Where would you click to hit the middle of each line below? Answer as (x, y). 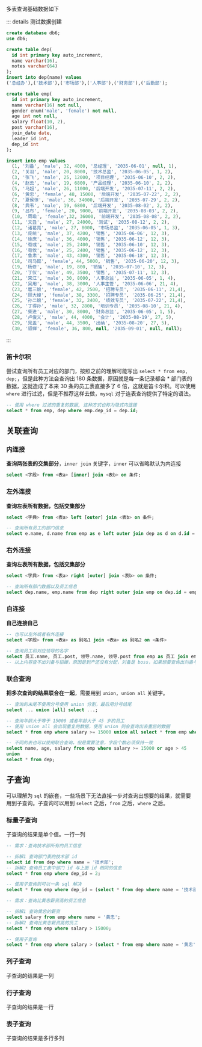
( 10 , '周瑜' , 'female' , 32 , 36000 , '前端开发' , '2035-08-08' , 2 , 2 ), (96, 217)
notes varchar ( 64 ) (35, 66)
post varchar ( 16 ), (35, 128)
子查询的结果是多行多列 (35, 1038)
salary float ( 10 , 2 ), (39, 122)
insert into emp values (36, 161)
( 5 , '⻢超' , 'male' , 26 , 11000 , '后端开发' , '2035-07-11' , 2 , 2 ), (94, 188)
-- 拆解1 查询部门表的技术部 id (42, 856)
